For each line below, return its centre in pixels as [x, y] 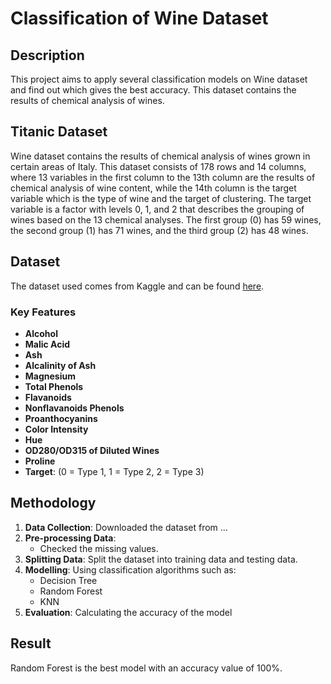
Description [47, 55]
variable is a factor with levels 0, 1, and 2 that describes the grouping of [157, 209]
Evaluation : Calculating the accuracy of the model [128, 612]
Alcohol [41, 333]
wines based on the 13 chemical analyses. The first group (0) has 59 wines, [166, 219]
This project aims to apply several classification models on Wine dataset [159, 79]
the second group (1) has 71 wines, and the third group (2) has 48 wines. [159, 230]
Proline [40, 461]
